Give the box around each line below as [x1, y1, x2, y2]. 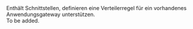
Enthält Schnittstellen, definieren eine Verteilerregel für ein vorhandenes [6, 5, 187, 11]
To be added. [6, 17, 39, 24]
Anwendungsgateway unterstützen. [6, 11, 95, 18]
